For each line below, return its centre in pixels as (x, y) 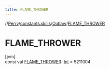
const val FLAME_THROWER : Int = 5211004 (48, 62)
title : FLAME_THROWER (27, 9)
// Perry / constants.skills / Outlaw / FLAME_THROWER (55, 23)
